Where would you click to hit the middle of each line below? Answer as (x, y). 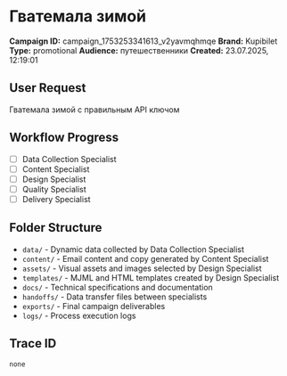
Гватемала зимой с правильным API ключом (94, 110)
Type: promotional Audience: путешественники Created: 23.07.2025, (139, 50)
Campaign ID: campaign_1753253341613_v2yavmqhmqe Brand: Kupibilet (143, 41)
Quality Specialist (54, 189)
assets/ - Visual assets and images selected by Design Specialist (142, 268)
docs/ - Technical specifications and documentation (118, 287)
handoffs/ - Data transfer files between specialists (115, 297)
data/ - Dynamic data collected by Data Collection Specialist (133, 249)
